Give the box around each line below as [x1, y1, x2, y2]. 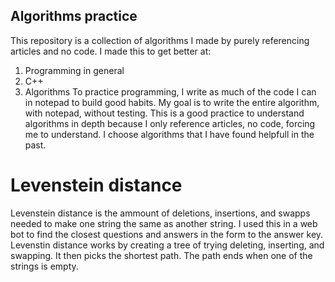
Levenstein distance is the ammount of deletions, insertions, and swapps [10, 207, 311, 219]
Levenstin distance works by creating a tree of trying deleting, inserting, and [10, 239, 325, 251]
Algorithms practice [10, 8, 138, 25]
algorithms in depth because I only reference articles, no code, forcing [24, 117, 316, 129]
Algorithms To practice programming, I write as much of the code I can [24, 85, 317, 98]
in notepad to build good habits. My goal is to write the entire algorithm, [24, 96, 320, 108]
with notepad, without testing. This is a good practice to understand [24, 107, 305, 119]
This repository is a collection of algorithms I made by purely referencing [10, 34, 310, 46]
